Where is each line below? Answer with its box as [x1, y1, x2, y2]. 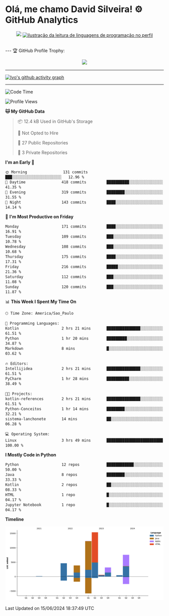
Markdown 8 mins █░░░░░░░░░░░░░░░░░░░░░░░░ [5, 346, 163, 351]
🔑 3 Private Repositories [17, 149, 68, 156]
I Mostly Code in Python [5, 451, 56, 457]
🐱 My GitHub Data [5, 108, 45, 114]
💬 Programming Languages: [5, 321, 59, 326]
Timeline [5, 516, 24, 522]
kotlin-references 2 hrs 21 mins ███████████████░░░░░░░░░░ [5, 396, 163, 401]
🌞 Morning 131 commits [5, 170, 88, 175]
